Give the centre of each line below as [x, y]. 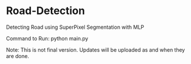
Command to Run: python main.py [47, 38]
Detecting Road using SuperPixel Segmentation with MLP [75, 27]
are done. [18, 56]
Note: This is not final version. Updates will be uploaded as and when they [95, 50]
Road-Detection [45, 11]
